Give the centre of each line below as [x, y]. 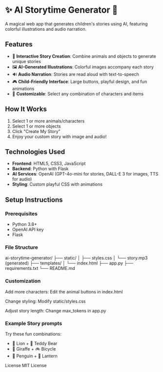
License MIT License [26, 365]
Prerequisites [21, 214]
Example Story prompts [34, 323]
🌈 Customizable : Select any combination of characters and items [78, 94]
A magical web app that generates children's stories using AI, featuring [76, 23]
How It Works [26, 109]
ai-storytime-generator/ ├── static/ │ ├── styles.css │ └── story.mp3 [76, 258]
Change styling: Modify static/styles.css [45, 301]
